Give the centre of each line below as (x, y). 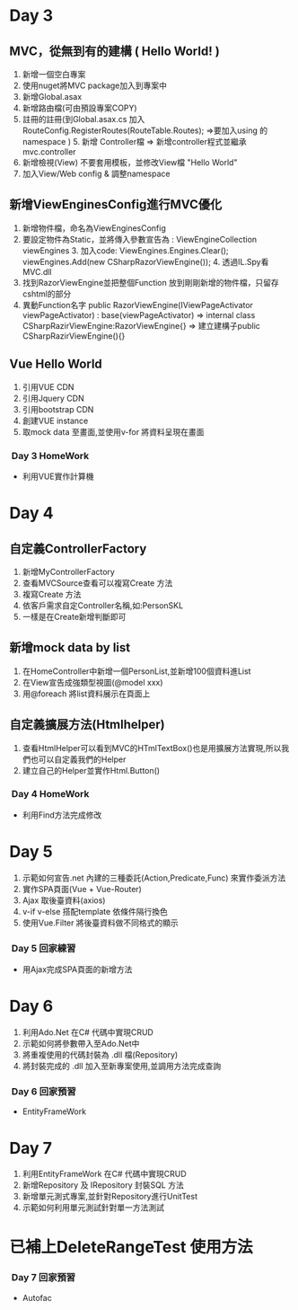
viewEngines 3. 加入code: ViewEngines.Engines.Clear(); (125, 250)
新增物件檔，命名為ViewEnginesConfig (94, 228)
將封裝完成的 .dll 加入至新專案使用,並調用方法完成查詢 (122, 1067)
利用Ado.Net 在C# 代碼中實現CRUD (88, 1032)
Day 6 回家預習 (44, 1091)
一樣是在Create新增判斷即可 (74, 616)
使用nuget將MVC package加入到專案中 (95, 85)
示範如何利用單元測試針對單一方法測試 (93, 1208)
